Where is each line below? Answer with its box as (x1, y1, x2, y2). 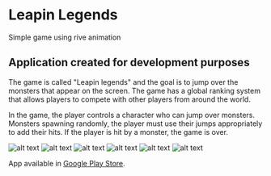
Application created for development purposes (8, 56, 250, 69)
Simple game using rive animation (8, 32, 121, 42)
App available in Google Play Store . (8, 158, 125, 168)
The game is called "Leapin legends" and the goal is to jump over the (8, 77, 239, 86)
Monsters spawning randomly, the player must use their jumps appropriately (8, 119, 263, 128)
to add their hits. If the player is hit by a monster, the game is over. (8, 127, 229, 136)
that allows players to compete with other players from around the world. (8, 94, 251, 104)
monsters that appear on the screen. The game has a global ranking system (8, 86, 261, 95)
